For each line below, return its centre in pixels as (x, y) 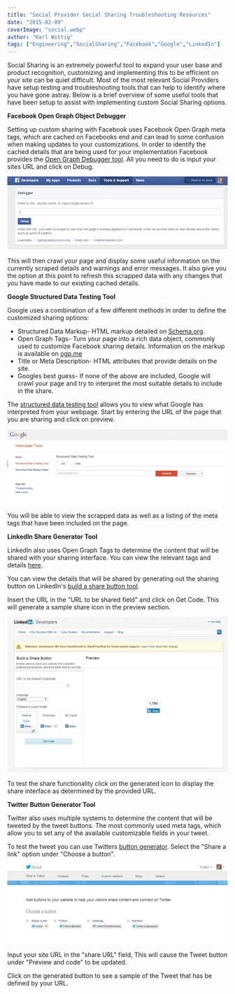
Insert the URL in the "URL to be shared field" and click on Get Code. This (113, 600)
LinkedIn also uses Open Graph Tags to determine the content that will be (113, 550)
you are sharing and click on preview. (61, 420)
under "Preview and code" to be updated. (67, 962)
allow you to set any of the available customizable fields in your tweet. (108, 833)
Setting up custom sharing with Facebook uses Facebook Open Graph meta (116, 130)
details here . (25, 565)
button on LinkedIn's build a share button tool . (73, 586)
